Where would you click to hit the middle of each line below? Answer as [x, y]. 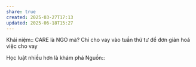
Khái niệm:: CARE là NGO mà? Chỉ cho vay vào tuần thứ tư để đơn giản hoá [98, 40]
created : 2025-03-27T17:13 [40, 17]
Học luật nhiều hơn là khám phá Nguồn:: [56, 58]
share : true [21, 12]
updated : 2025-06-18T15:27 [40, 23]
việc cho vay [22, 46]
